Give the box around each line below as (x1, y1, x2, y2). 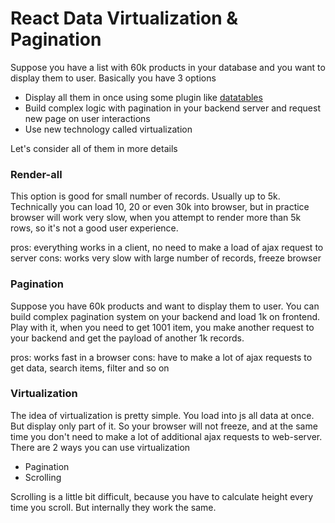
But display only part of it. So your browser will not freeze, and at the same (10, 420, 318, 432)
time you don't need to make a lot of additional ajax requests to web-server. (10, 430, 323, 442)
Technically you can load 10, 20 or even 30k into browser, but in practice (10, 201, 310, 213)
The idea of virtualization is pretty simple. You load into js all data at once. (10, 409, 315, 421)
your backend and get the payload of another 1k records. (10, 332, 245, 344)
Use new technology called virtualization (24, 123, 193, 135)
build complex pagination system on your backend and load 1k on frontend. (10, 310, 321, 322)
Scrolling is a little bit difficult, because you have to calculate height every (10, 490, 314, 502)
